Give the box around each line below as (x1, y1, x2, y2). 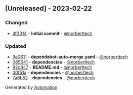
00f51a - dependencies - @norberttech (12, 69, 94, 75)
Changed (5, 19, 28, 26)
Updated (5, 42, 26, 49)
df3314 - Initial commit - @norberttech (12, 30, 92, 36)
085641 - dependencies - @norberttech (12, 59, 95, 65)
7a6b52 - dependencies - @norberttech (12, 74, 95, 81)
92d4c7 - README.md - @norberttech (12, 64, 92, 70)
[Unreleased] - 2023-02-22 (5, 4, 92, 13)
